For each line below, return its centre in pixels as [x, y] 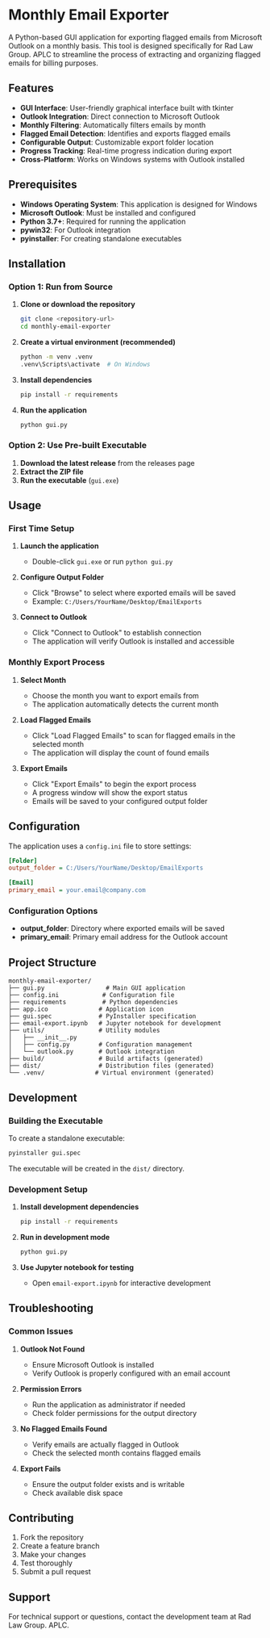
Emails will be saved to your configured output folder [120, 801]
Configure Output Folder [62, 577]
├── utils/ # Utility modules [84, 1031]
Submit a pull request [55, 1572]
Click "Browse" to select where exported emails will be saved [134, 593]
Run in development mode [65, 1237]
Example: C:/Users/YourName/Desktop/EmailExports [117, 601]
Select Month [43, 680]
